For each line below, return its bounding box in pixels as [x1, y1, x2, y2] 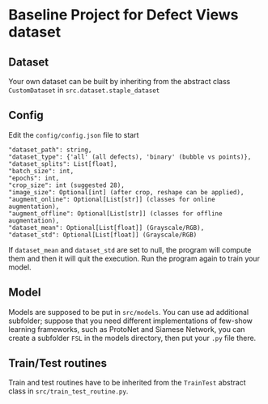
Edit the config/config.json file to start [8, 130, 139, 139]
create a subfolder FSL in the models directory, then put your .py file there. [8, 333, 257, 342]
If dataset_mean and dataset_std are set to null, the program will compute [8, 245, 252, 254]
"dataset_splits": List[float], [8, 159, 117, 168]
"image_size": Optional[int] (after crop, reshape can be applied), [8, 188, 245, 196]
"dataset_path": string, [8, 146, 92, 154]
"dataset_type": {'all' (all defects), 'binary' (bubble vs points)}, [8, 152, 252, 161]
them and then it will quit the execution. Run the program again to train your [8, 253, 261, 263]
